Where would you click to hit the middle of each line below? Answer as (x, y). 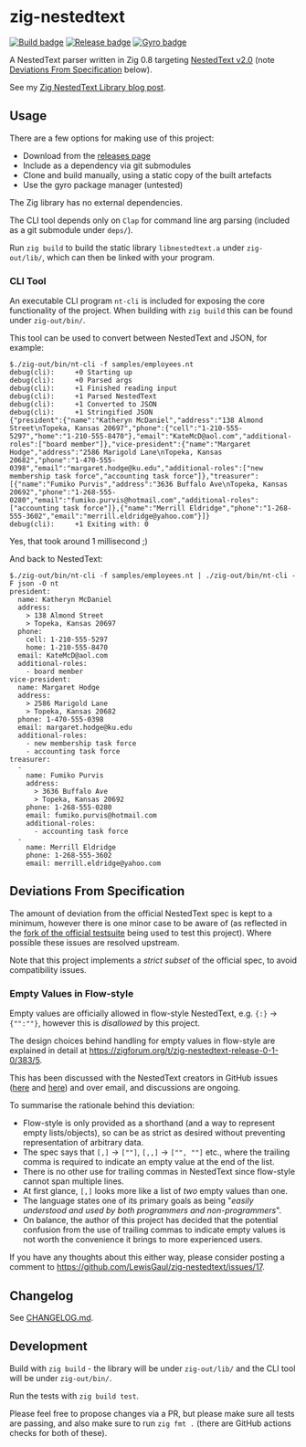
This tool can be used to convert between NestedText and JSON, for (138, 338)
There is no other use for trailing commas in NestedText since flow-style (158, 1172)
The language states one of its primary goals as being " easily (138, 1201)
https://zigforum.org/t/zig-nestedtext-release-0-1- (184, 1051)
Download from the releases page (86, 155)
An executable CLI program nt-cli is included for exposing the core (137, 301)
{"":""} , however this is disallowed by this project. (105, 1023)
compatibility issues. (48, 969)
